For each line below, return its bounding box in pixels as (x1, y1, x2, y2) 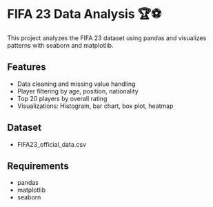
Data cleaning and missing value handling (17, 80, 136, 88)
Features (7, 61, 46, 73)
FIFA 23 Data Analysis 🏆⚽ (7, 6, 162, 22)
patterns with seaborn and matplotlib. (7, 41, 114, 49)
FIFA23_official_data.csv (17, 140, 86, 148)
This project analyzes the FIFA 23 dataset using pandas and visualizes (7, 33, 207, 42)
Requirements (7, 160, 69, 172)
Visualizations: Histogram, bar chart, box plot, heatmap (17, 102, 174, 110)
